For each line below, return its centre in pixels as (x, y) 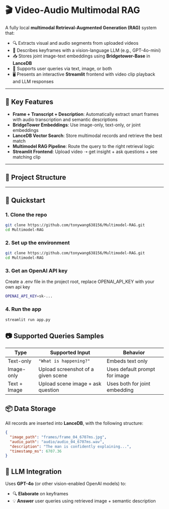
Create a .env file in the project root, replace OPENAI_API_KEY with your (80, 282)
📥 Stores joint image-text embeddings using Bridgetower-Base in (81, 56)
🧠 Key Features (29, 102)
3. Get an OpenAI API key (36, 270)
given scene (53, 376)
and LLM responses (33, 81)
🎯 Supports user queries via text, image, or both (62, 68)
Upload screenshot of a (66, 370)
